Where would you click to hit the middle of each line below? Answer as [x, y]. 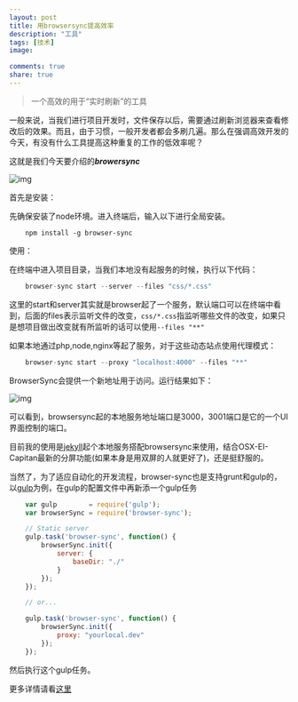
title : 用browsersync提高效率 [62, 26]
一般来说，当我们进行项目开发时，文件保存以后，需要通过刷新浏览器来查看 [145, 120]
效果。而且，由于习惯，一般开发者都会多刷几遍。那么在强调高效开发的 [161, 131]
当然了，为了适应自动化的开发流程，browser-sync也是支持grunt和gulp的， [145, 476]
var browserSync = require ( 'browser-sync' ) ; [109, 513]
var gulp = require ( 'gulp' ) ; [93, 504]
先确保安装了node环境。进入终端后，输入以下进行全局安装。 [120, 216]
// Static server [57, 529]
